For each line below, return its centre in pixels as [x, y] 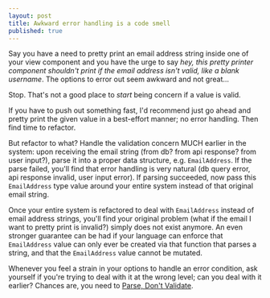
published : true [35, 31]
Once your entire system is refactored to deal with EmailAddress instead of [131, 210]
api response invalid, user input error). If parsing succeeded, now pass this [133, 177]
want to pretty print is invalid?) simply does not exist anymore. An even [126, 227]
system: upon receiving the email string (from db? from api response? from [133, 152]
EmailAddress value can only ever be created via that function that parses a [133, 244]
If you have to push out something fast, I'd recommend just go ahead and [130, 110]
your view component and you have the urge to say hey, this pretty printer [131, 62]
